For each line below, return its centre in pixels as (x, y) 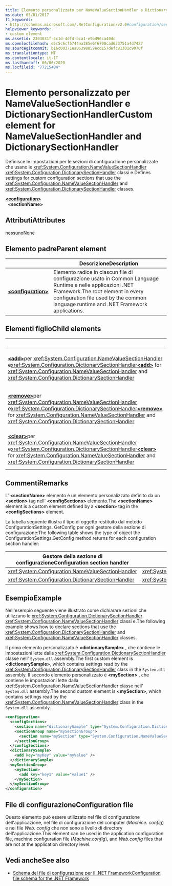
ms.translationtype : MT (31, 53)
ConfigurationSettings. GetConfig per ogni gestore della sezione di (76, 527)
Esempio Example (34, 598)
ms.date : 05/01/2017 (27, 15)
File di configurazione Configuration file (69, 805)
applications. (69, 310)
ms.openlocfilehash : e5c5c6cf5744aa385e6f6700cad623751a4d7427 (74, 44)
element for (30, 126)
